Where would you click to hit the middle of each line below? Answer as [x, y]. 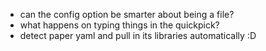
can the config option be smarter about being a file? [127, 14]
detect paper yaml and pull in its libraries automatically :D [138, 35]
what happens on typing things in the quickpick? [119, 25]
